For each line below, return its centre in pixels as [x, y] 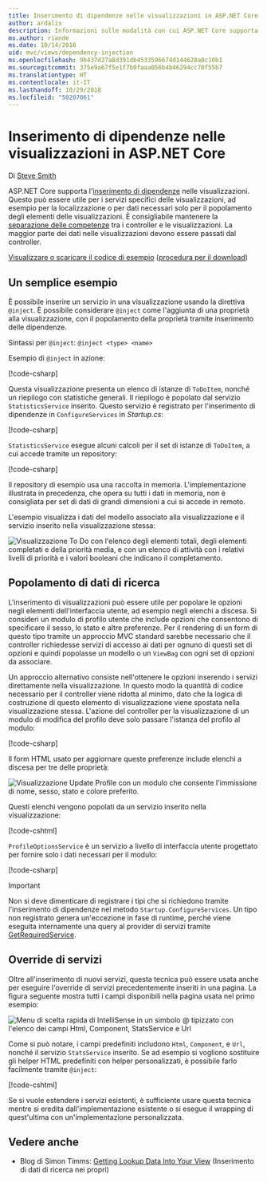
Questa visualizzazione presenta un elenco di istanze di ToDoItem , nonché [129, 389]
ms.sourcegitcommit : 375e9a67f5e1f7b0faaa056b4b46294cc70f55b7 [116, 68]
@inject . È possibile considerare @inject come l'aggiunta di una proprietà [129, 310]
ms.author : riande [39, 38]
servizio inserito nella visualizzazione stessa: [82, 526]
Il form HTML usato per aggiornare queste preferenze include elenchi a [125, 758]
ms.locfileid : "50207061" [51, 97]
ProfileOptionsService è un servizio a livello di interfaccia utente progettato [133, 845]
